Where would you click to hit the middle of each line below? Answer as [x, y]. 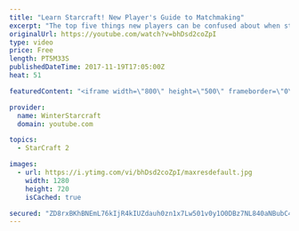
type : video [31, 42]
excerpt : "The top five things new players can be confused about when [145, 26]
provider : [28, 108]
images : [24, 164]
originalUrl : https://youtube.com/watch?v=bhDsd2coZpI [113, 34]
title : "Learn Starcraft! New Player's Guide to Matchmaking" [127, 17]
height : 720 [47, 189]
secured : [25, 213]
